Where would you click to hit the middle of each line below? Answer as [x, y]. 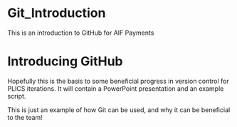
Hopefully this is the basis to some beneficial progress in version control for [118, 81]
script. [17, 96]
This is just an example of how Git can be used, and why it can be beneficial [119, 110]
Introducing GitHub [65, 61]
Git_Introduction [57, 13]
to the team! [25, 117]
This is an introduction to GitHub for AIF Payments [81, 33]
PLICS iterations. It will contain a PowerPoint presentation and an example [116, 88]
